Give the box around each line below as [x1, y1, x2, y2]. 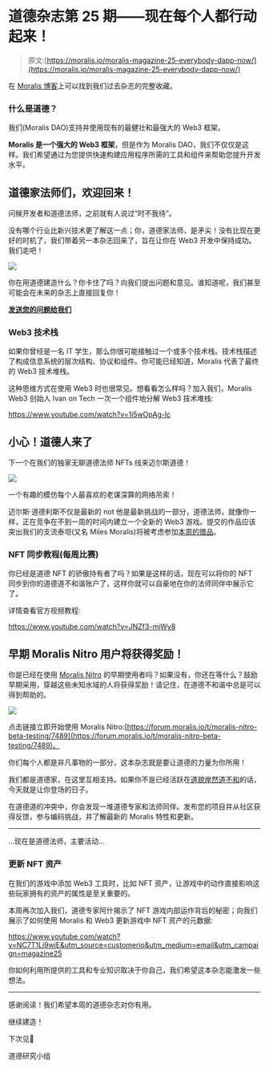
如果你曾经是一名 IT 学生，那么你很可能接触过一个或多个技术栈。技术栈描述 [8, 347, 258, 356]
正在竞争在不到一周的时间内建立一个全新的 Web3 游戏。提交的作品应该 [22, 517, 256, 526]
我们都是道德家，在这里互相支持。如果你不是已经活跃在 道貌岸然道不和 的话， [8, 775, 261, 785]
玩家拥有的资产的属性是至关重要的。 [14, 888, 134, 898]
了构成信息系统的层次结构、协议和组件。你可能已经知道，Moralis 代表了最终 [8, 356, 259, 366]
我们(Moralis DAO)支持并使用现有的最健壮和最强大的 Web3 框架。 [8, 123, 226, 132]
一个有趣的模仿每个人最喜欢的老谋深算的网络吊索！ [8, 490, 177, 500]
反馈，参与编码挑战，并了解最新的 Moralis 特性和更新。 [14, 812, 199, 822]
